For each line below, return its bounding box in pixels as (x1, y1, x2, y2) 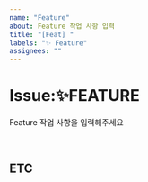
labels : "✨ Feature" (9, 38, 88, 48)
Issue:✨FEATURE (9, 86, 141, 106)
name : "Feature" (9, 13, 70, 23)
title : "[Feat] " (9, 30, 74, 39)
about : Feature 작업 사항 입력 (9, 22, 115, 31)
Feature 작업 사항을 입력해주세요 (9, 117, 124, 128)
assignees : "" (9, 47, 63, 56)
